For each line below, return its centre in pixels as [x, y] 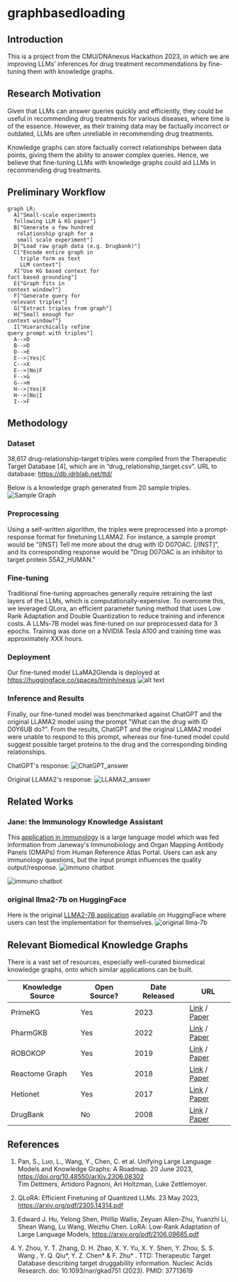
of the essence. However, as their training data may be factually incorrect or [118, 126]
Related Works [40, 801]
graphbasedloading [66, 13]
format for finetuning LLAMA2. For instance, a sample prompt [126, 537]
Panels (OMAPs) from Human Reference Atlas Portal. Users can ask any [112, 852]
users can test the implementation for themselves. [80, 922]
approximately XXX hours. [45, 638]
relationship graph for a [55, 233]
